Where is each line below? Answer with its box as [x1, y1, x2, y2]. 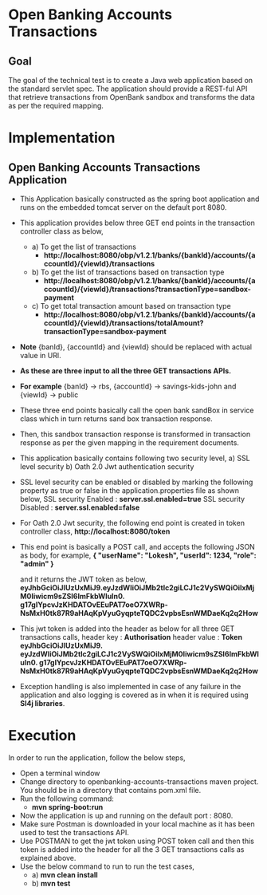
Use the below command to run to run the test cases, [19, 861, 195, 871]
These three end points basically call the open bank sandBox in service [19, 405, 254, 415]
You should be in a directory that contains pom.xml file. [19, 785, 202, 794]
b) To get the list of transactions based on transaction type [31, 267, 225, 277]
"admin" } [19, 559, 54, 568]
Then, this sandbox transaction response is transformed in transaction [19, 429, 251, 439]
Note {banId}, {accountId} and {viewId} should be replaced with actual [19, 342, 253, 352]
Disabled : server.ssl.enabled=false [19, 503, 140, 512]
